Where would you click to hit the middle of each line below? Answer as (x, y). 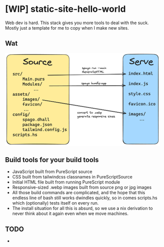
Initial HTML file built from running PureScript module (66, 182)
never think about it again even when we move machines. (70, 213)
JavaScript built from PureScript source (52, 172)
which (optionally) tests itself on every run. (55, 203)
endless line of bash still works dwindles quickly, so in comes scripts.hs (85, 198)
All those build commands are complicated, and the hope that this (79, 193)
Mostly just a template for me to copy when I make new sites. (67, 28)
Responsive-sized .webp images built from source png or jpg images (82, 187)
